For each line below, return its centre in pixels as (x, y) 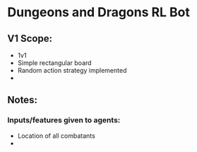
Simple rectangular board (54, 63)
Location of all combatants (56, 136)
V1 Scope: (30, 39)
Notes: (22, 100)
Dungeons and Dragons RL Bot (99, 12)
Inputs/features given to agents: (64, 120)
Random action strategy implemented (72, 70)
